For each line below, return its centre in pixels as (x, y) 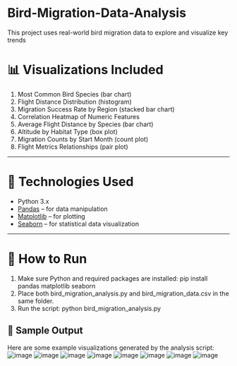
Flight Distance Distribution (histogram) (74, 102)
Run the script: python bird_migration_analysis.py (89, 308)
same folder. (36, 300)
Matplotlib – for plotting (51, 216)
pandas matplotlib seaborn (56, 286)
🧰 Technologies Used (71, 182)
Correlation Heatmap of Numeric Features (78, 116)
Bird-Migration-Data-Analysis (97, 13)
